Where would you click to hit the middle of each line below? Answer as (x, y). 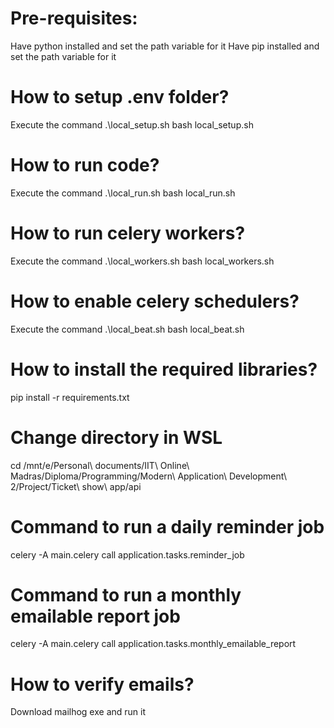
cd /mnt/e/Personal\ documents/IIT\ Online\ (100, 465)
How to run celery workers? (128, 233)
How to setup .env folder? (120, 97)
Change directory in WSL (116, 437)
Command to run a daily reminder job (167, 526)
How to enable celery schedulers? (155, 301)
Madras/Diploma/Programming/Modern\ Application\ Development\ (149, 476)
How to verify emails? (102, 684)
